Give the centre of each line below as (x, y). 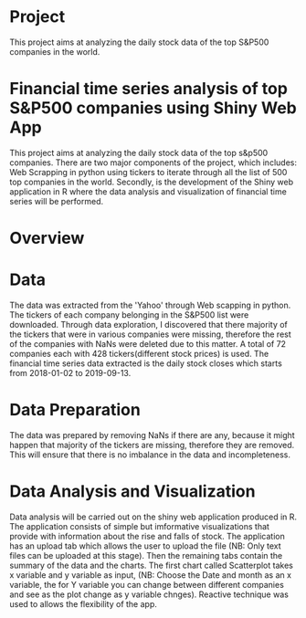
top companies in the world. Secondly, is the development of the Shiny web (152, 182)
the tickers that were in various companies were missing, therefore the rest (151, 334)
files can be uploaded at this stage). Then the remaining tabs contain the (146, 555)
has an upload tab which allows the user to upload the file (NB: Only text (145, 546)
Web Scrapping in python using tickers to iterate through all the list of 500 (148, 172)
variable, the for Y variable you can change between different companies (147, 584)
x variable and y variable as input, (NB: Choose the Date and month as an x (151, 575)
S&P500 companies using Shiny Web (153, 108)
